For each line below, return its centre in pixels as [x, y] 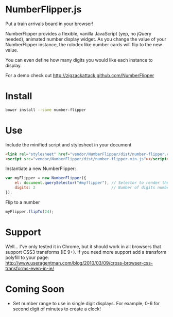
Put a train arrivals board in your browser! [49, 24]
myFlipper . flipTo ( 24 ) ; [30, 212]
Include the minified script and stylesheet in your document [68, 144]
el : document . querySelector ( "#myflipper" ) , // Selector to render [87, 183]
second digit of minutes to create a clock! [57, 309]
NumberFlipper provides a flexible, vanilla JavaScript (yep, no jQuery [79, 33]
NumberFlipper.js [44, 10]
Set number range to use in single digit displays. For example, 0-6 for [86, 303]
